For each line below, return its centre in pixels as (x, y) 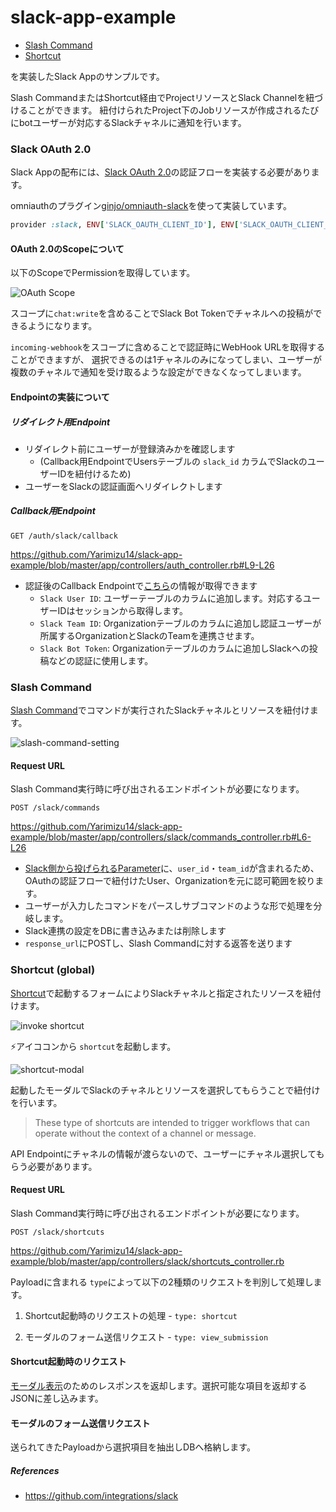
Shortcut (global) (53, 970)
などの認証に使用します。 (101, 660)
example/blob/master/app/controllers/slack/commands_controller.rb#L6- (161, 837)
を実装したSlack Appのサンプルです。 (87, 76)
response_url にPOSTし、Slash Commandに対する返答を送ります (158, 943)
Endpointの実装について (60, 397)
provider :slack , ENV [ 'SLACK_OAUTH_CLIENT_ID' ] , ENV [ (125, 225)
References (35, 1470)
